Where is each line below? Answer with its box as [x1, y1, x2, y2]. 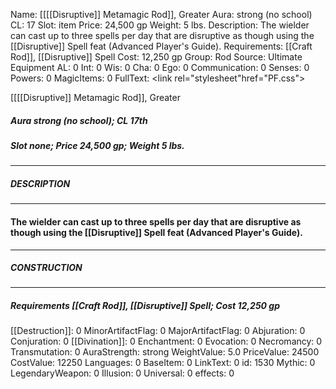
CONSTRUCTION [10, 262, 83, 274]
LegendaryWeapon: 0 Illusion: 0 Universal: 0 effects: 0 [10, 367, 235, 379]
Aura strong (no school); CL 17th [10, 114, 148, 126]
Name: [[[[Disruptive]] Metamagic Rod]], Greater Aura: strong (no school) [10, 9, 313, 20]
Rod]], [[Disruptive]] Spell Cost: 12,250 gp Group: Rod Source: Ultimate [10, 51, 303, 63]
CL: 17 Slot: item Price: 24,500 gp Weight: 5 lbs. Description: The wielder [10, 19, 310, 31]
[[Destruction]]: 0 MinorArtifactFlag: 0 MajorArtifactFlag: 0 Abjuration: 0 [10, 325, 306, 337]
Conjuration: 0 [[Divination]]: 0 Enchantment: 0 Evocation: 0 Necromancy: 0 [10, 335, 323, 348]
